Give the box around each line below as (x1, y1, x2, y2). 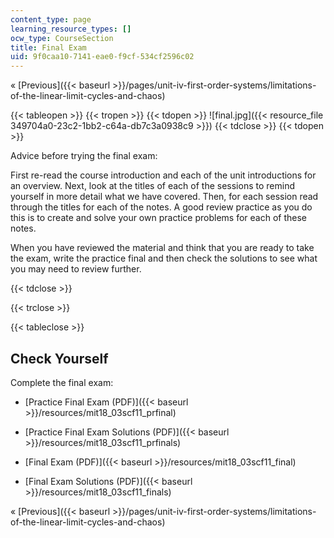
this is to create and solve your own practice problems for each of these (10, 212, 307, 224)
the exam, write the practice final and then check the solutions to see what (10, 252, 318, 265)
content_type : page (10, 14, 92, 25)
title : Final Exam (10, 42, 87, 53)
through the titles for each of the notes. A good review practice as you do (10, 201, 313, 213)
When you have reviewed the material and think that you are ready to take (10, 242, 315, 254)
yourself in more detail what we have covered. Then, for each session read (10, 191, 319, 203)
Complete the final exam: (10, 376, 114, 388)
